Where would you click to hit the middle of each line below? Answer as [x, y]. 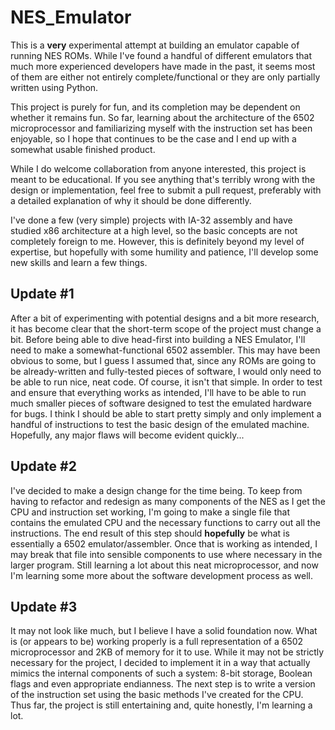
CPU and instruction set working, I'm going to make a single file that [150, 512]
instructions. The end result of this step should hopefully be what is [150, 533]
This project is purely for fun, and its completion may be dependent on [155, 107]
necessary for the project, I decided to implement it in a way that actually [160, 663]
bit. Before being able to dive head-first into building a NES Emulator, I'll [158, 339]
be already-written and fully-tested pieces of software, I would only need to [166, 371]
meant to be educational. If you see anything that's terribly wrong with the [163, 179]
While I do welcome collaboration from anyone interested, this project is [158, 168]
